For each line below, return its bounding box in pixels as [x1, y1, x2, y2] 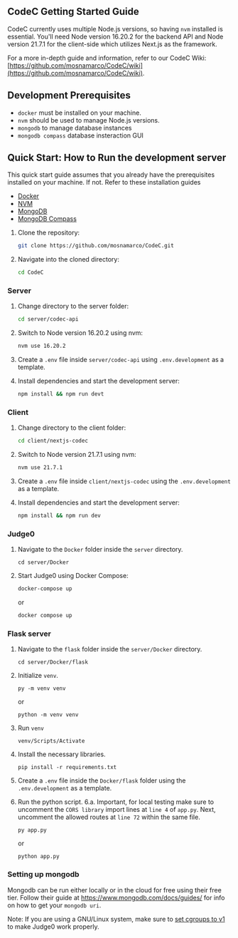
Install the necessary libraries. [17, 750, 106, 758]
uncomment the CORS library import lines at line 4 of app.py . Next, [17, 805, 216, 814]
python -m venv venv [17, 711, 79, 718]
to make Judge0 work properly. [7, 922, 99, 931]
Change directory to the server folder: [17, 302, 129, 311]
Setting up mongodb [7, 870, 80, 880]
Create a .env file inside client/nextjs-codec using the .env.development [17, 477, 231, 485]
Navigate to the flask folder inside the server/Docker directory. [17, 645, 202, 654]
